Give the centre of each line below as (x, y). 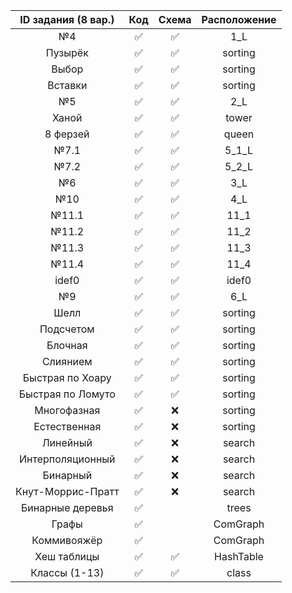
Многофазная (67, 410)
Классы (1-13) (67, 572)
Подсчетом (67, 329)
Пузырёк (67, 52)
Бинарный (67, 475)
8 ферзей (67, 134)
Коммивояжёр (67, 540)
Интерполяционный (67, 459)
